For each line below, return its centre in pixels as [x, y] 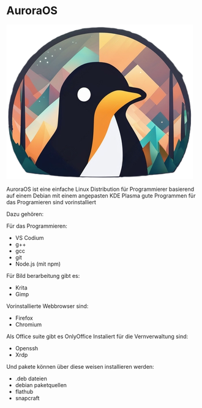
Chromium [28, 324]
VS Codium [29, 237]
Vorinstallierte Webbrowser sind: [47, 306]
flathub [24, 391]
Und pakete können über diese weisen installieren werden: [80, 366]
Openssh [27, 348]
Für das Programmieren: [37, 226]
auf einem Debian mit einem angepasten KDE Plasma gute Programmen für [101, 195]
